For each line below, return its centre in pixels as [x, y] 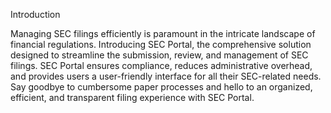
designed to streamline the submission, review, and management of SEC [159, 55]
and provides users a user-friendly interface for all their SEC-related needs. [166, 76]
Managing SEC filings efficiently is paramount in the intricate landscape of [163, 33]
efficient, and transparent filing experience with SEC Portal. [132, 97]
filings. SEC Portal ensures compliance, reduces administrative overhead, [161, 65]
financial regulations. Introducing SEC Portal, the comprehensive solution [161, 44]
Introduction [35, 14]
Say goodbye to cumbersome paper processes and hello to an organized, [161, 87]
